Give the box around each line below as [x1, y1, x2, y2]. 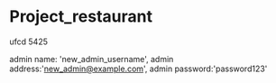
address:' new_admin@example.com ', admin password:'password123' [9, 63, 268, 74]
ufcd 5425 [9, 36, 48, 47]
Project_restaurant [9, 6, 153, 27]
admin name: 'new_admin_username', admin [9, 53, 174, 64]
